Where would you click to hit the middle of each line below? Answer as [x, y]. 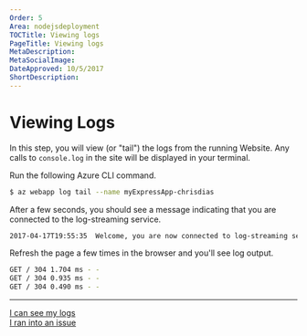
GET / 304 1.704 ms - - [55, 270]
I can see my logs [42, 313]
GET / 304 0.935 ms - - [55, 278]
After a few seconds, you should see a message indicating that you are [143, 209]
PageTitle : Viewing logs [57, 43]
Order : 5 [26, 18]
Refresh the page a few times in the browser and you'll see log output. [142, 253]
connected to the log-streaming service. [85, 219]
